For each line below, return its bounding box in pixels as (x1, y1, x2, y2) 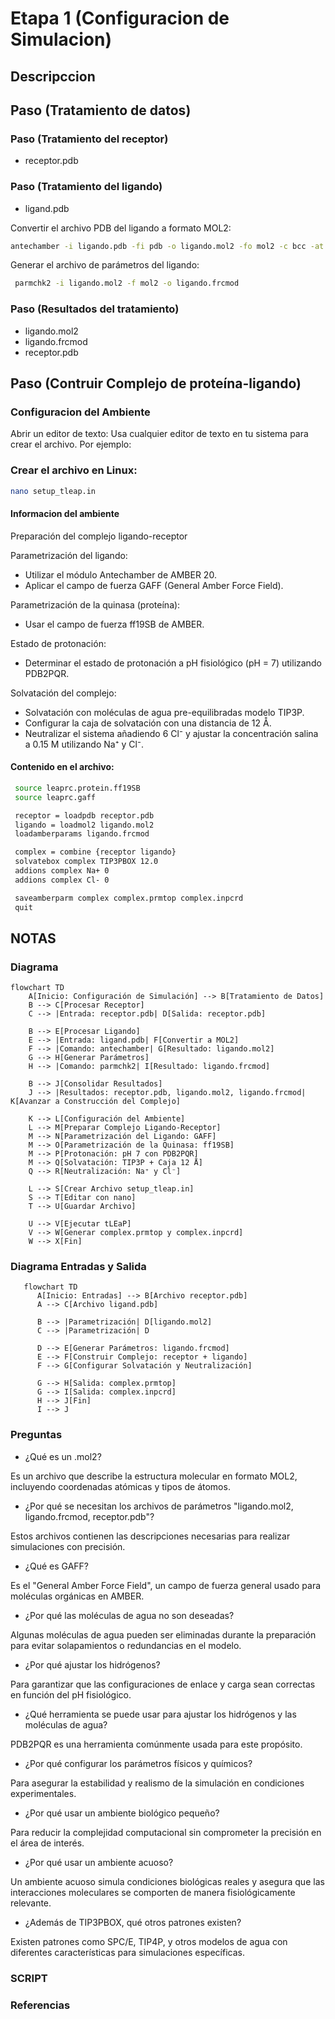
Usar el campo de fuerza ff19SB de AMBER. (24, 618, 205, 630)
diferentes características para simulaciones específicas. (10, 1946, 245, 1958)
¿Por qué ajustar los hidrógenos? (24, 1658, 161, 1671)
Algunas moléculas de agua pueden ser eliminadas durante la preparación (10, 1628, 317, 1641)
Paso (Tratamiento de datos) (10, 102, 192, 119)
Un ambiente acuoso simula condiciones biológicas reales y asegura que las (10, 1875, 325, 1887)
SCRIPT (10, 1971, 48, 1985)
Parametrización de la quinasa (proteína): (10, 598, 181, 611)
